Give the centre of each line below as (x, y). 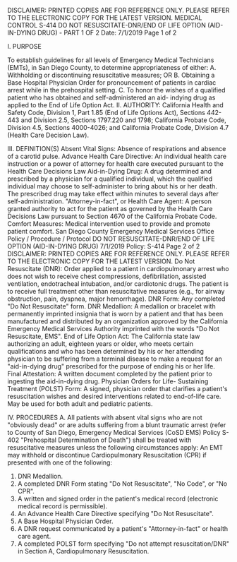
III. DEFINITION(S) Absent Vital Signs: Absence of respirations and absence (117, 149)
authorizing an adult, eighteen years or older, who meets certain (101, 344)
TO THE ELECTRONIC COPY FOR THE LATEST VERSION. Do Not (101, 261)
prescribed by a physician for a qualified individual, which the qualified (110, 179)
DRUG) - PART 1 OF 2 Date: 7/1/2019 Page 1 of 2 (107, 32)
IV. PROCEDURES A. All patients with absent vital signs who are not (105, 417)
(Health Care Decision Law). (48, 135)
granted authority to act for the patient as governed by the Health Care (110, 209)
